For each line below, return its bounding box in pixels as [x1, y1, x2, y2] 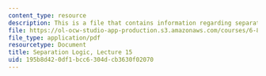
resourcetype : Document [8, 41, 87, 49]
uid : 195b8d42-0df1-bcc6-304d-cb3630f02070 [8, 56, 154, 64]
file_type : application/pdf [8, 33, 101, 42]
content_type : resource [8, 11, 87, 20]
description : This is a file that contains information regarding [8, 19, 232, 27]
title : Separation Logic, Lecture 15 [8, 48, 133, 56]
